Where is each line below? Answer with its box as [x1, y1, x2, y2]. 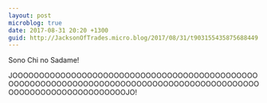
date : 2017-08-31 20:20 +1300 [8, 26, 109, 34]
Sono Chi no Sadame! [8, 55, 80, 65]
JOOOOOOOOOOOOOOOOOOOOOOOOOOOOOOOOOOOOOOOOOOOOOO [8, 71, 258, 80]
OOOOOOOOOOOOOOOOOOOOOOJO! [8, 88, 138, 97]
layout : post [8, 11, 52, 20]
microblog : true [8, 19, 62, 27]
